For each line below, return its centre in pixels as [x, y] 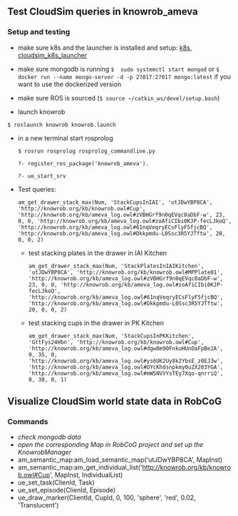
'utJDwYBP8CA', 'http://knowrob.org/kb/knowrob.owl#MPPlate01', [126, 272]
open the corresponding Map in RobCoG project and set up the [110, 445]
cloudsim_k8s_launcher [52, 55]
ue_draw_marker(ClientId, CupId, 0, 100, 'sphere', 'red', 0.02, [107, 497]
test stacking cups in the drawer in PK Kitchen [96, 323]
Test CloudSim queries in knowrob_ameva [103, 12]
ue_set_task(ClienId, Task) [56, 483]
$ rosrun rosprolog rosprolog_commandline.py [86, 151]
